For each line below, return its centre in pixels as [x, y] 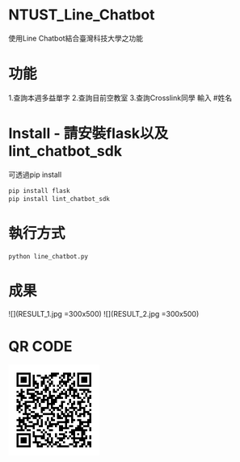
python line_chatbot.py [48, 256]
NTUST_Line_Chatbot [82, 15]
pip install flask [39, 191]
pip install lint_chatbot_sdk [59, 199]
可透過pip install [35, 174]
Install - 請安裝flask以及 [88, 134]
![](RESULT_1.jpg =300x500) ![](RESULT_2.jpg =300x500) [104, 313]
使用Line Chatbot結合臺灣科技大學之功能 [76, 38]
